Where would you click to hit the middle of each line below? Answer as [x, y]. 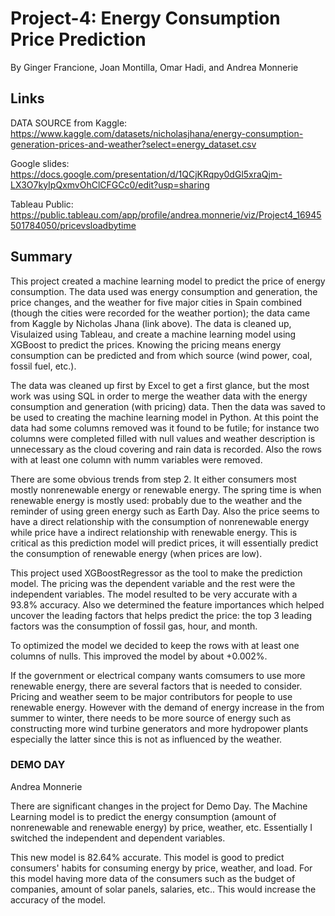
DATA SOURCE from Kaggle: [69, 123]
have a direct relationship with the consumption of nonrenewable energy [160, 521]
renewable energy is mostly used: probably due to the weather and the [156, 500]
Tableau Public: [42, 204]
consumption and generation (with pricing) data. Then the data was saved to [168, 406]
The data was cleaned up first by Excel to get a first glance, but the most [160, 385]
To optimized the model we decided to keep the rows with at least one [155, 645]
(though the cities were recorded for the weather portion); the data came [160, 313]
